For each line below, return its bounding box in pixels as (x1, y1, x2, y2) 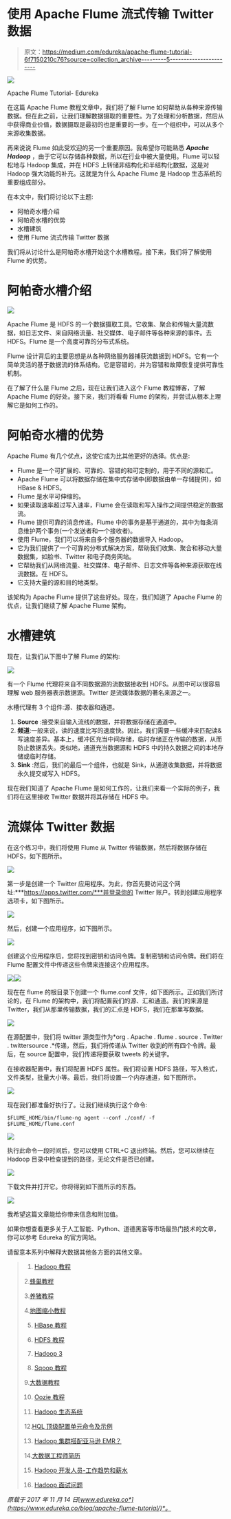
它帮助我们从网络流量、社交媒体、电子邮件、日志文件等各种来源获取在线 (16, 561, 222, 569)
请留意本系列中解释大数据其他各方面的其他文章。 (7, 1248, 146, 1256)
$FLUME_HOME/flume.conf (7, 1120, 76, 1127)
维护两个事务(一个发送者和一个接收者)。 (23, 526, 137, 534)
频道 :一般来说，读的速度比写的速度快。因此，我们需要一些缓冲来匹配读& (16, 726, 222, 734)
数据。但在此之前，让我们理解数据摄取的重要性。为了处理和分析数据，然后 (7, 112, 218, 120)
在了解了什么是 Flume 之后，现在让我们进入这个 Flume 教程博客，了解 (7, 384, 206, 392)
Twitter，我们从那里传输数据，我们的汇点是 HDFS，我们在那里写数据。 (7, 1005, 208, 1013)
